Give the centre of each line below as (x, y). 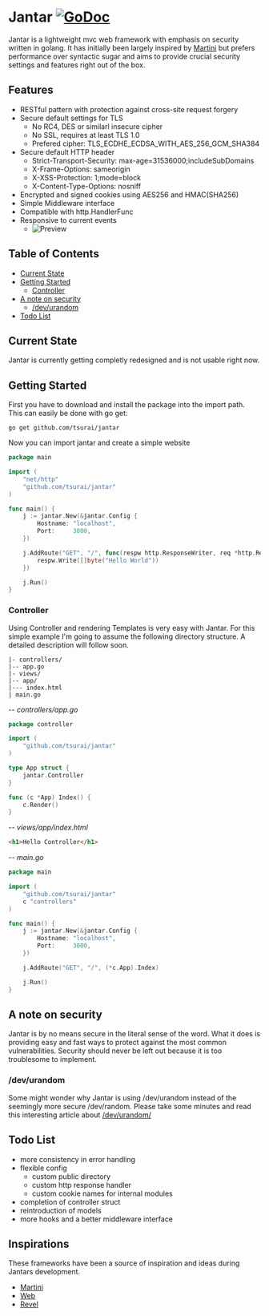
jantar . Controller (53, 775)
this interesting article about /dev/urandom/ (80, 1115)
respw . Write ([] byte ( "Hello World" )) (98, 560)
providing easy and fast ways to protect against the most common (117, 1043)
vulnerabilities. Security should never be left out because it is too (115, 1051)
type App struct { (39, 768)
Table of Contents (54, 254)
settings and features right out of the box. (77, 65)
